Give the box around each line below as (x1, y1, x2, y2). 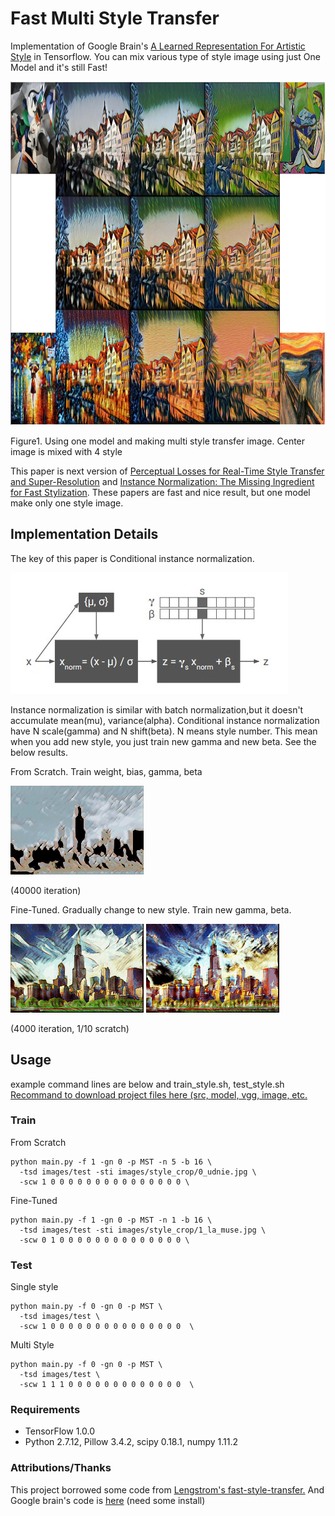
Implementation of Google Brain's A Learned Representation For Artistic (10, 40, 306, 52)
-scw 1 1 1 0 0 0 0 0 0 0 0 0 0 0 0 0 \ (19, 1380, 195, 1390)
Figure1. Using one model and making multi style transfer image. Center (10, 435, 306, 447)
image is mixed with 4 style (10, 445, 123, 457)
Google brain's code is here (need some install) (10, 1494, 206, 1506)
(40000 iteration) (10, 884, 82, 896)
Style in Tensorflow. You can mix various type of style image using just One (10, 50, 321, 62)
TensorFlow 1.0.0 (24, 1425, 95, 1437)
